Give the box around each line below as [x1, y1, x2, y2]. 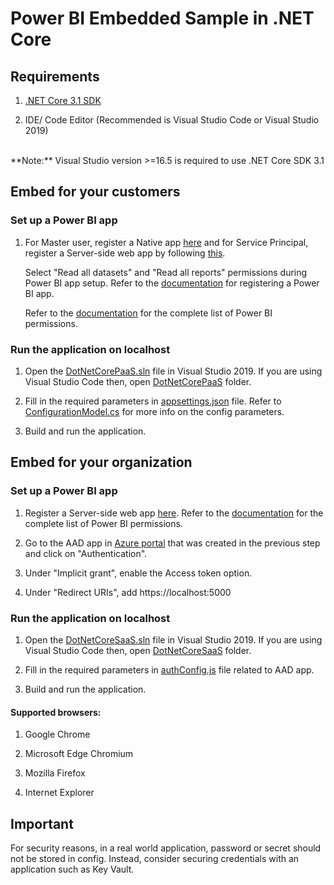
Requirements [10, 68, 100, 85]
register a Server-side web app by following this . [24, 247, 226, 259]
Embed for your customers [10, 183, 181, 201]
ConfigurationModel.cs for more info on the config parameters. [24, 405, 285, 417]
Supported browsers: [10, 706, 102, 718]
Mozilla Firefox [24, 767, 86, 779]
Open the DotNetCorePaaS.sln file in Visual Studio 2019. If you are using [24, 365, 323, 377]
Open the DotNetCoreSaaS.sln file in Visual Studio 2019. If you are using [24, 633, 323, 646]
